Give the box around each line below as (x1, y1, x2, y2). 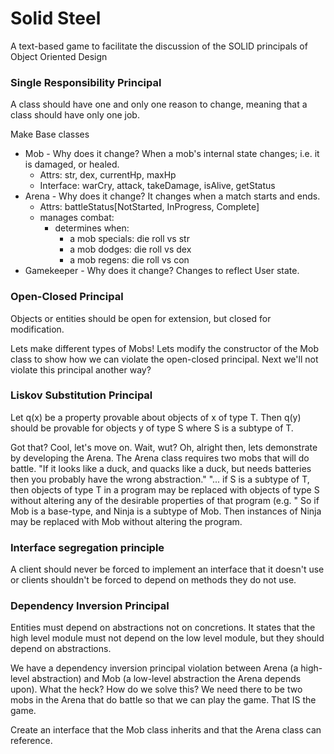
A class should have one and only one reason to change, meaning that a (10, 98, 308, 111)
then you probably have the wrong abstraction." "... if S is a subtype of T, (10, 473, 310, 485)
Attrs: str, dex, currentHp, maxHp (39, 169, 177, 181)
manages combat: (39, 212, 115, 224)
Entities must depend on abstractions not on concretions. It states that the (10, 622, 316, 634)
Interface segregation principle (10, 540, 165, 554)
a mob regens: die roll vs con (69, 254, 190, 266)
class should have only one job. (10, 109, 140, 121)
